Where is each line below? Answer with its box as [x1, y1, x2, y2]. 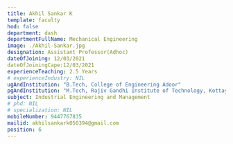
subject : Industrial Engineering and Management [7, 94, 150, 101]
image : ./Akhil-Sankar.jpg [7, 42, 85, 49]
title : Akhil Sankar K [7, 10, 73, 17]
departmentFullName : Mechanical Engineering [7, 36, 138, 43]
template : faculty [7, 17, 60, 24]
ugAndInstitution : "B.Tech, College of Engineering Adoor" [7, 81, 182, 88]
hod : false [7, 23, 39, 30]
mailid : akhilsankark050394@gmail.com [7, 119, 119, 127]
